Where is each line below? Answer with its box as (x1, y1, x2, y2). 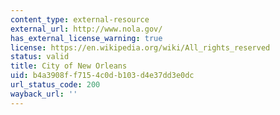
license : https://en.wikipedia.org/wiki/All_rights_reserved (10, 42, 271, 53)
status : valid (10, 52, 70, 62)
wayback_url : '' (10, 89, 78, 99)
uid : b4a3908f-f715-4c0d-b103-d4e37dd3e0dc (10, 71, 195, 81)
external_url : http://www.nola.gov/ (10, 24, 163, 34)
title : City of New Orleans (10, 61, 128, 71)
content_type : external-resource (10, 14, 150, 25)
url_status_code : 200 (10, 80, 101, 90)
